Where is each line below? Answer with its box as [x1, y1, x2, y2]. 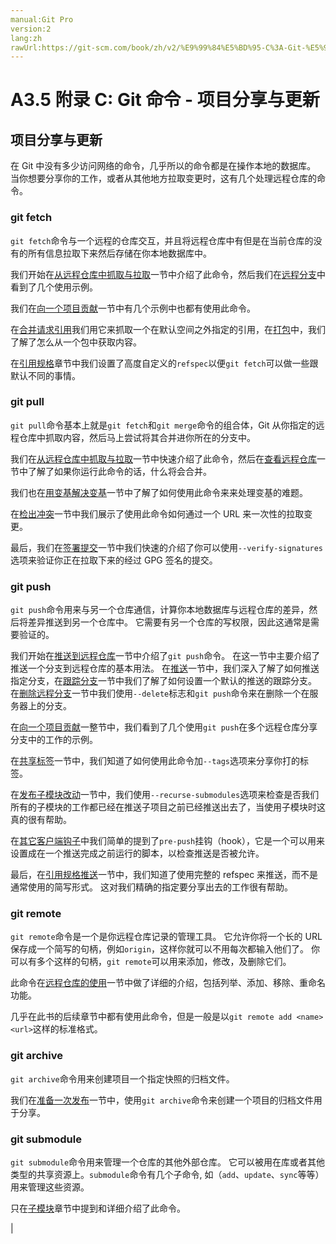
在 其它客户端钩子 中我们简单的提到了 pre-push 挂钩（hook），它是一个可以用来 [10, 835, 326, 847]
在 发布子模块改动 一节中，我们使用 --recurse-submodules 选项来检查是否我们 [10, 789, 320, 801]
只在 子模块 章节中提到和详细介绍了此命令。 [10, 1202, 186, 1215]
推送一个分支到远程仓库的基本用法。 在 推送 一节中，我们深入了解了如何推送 [10, 662, 320, 675]
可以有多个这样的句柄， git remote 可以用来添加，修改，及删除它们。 [10, 956, 292, 968]
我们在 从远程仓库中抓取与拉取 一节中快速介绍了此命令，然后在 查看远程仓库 [10, 452, 317, 465]
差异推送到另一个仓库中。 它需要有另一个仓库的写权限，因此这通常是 [27, 616, 311, 628]
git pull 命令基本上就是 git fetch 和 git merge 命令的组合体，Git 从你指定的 [10, 419, 317, 431]
